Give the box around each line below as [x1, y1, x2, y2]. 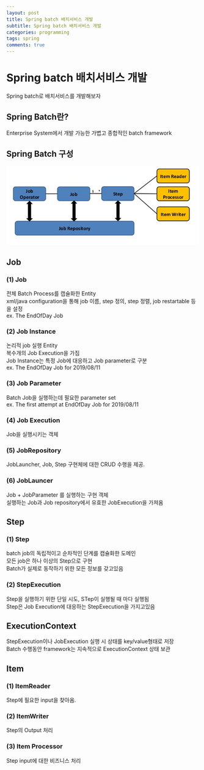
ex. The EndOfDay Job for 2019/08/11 [6, 364, 101, 372]
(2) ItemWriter [6, 711, 49, 720]
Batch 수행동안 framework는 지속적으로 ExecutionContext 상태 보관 [6, 646, 171, 653]
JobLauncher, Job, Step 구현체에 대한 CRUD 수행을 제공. [6, 461, 145, 468]
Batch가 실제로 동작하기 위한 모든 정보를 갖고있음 [6, 565, 124, 572]
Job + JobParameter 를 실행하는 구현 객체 [6, 491, 109, 498]
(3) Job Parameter [6, 379, 62, 387]
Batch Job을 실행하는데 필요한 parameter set [6, 394, 116, 401]
